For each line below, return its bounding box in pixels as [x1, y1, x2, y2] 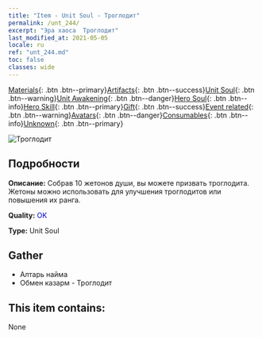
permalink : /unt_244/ [8, 19, 80, 27]
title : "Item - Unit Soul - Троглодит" [8, 11, 141, 20]
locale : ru [8, 41, 44, 49]
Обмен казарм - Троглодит [19, 278, 113, 288]
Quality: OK [8, 210, 48, 220]
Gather [8, 248, 44, 262]
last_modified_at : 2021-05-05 [8, 33, 109, 42]
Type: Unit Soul [8, 225, 60, 235]
